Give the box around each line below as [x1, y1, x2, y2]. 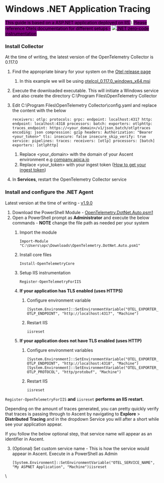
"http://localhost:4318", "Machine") [62, 361, 139, 366]
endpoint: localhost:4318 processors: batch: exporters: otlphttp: [12, 121, 153, 126]
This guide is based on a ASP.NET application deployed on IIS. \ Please [5, 20, 147, 25]
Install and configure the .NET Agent [5, 189, 94, 195]
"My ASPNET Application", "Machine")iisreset [12, 464, 107, 469]
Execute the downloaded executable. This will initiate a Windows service [12, 88, 159, 94]
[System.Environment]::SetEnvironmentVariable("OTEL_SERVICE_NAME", [12, 460, 155, 465]
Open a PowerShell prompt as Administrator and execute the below [12, 215, 149, 220]
